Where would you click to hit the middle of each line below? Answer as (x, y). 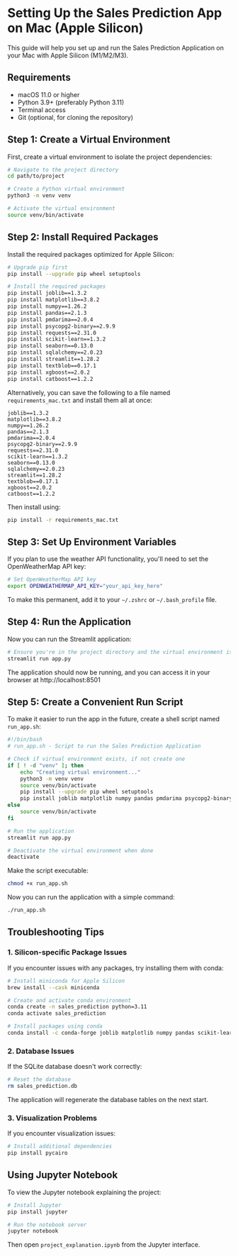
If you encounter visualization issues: (62, 1133)
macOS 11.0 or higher (49, 94)
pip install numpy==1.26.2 (47, 306)
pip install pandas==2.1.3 (47, 313)
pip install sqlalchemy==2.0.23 (55, 352)
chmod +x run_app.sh (38, 884)
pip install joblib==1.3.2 (47, 293)
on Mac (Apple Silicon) (75, 28)
